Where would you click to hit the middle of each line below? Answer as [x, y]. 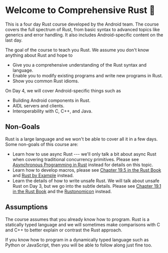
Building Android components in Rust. [51, 100]
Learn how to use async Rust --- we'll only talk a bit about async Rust [84, 154]
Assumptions [27, 207]
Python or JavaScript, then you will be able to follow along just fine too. [79, 245]
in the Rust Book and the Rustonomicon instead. [62, 191]
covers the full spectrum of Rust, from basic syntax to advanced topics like [82, 29]
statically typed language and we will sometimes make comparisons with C [83, 224]
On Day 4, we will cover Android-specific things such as [63, 90]
